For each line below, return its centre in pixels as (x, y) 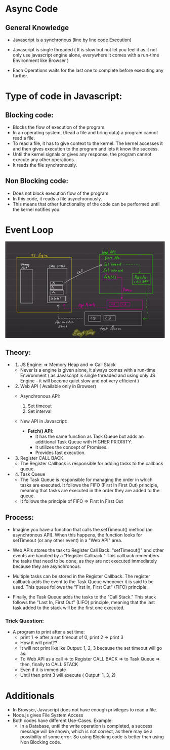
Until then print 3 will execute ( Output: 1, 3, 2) (68, 675)
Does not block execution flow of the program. (61, 193)
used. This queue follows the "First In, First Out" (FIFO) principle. (80, 587)
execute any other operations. (44, 160)
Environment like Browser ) (41, 61)
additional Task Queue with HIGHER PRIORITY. (84, 442)
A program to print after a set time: (49, 632)
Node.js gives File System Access (48, 715)
